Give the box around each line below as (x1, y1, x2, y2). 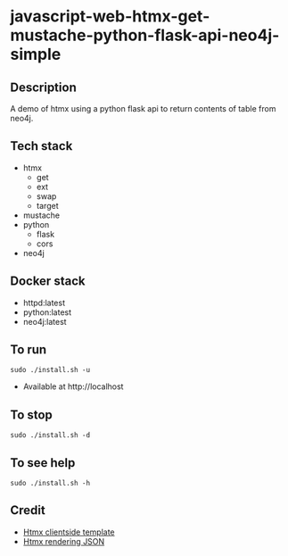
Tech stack (10, 138, 73, 154)
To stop (10, 407, 53, 422)
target (36, 200, 59, 211)
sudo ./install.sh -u (10, 366, 91, 375)
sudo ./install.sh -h (10, 479, 91, 488)
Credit (10, 502, 45, 519)
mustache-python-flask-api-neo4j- (10, 25, 280, 46)
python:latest (22, 306, 72, 318)
